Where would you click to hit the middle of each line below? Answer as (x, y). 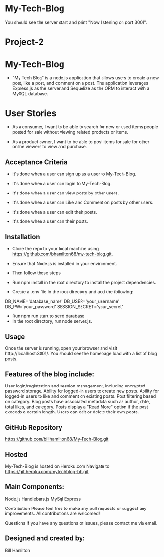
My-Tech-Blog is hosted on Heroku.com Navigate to (57, 466)
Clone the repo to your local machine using (55, 248)
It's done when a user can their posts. (50, 221)
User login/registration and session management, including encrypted (75, 386)
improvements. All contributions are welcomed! (52, 513)
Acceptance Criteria (36, 162)
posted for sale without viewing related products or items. (70, 132)
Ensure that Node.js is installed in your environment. (64, 263)
